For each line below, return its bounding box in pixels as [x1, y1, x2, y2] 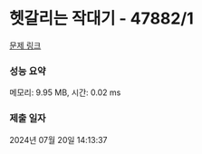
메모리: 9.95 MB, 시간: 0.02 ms [9, 87, 121, 98]
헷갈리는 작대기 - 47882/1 [9, 8, 195, 29]
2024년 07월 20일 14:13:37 [9, 134, 108, 145]
